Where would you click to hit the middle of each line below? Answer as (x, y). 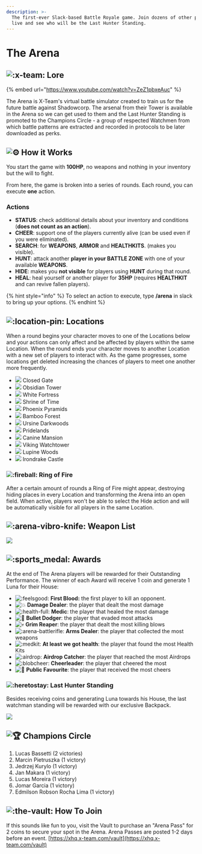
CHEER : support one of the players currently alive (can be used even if (103, 233)
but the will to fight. (30, 173)
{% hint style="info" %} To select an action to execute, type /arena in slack (99, 296)
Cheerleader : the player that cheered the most (109, 663)
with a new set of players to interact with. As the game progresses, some (96, 355)
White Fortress (41, 395)
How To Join (78, 811)
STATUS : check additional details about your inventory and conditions (102, 220)
